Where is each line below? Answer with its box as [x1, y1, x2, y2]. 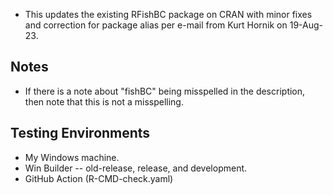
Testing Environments [10, 125, 151, 142]
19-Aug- [289, 19, 324, 31]
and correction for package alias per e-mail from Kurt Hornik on [24, 19, 288, 31]
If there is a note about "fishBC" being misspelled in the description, [24, 85, 306, 97]
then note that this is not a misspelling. [24, 95, 184, 108]
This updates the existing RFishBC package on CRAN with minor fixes [24, 9, 313, 20]
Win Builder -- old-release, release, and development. [24, 162, 248, 174]
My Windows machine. [24, 151, 120, 163]
